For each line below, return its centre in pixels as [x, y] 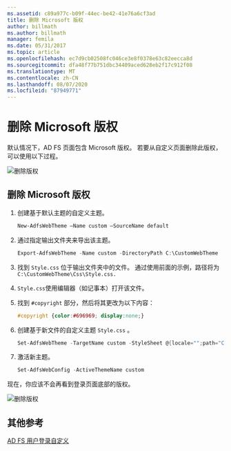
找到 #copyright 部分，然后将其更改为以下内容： [86, 302]
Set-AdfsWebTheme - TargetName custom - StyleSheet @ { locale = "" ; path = [118, 343]
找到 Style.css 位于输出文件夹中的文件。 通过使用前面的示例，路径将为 [118, 267]
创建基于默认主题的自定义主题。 [62, 212]
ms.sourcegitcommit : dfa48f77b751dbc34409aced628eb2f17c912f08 [100, 65]
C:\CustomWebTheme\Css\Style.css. [67, 274]
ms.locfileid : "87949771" [44, 91]
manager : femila [30, 39]
